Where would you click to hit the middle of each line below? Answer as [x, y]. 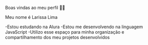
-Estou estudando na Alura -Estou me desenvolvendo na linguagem [74, 27]
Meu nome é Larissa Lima [31, 17]
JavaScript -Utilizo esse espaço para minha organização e [65, 32]
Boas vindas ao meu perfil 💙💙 [35, 8]
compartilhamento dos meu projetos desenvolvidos [57, 37]
